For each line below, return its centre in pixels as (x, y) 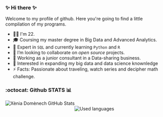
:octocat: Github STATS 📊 (39, 90)
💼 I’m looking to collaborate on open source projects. (69, 53)
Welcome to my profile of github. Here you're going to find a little (74, 19)
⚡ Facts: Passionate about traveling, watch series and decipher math (85, 69)
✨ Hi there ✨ (21, 8)
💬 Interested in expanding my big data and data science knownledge (85, 63)
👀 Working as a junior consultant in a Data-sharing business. (77, 58)
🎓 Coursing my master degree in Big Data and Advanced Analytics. (85, 40)
